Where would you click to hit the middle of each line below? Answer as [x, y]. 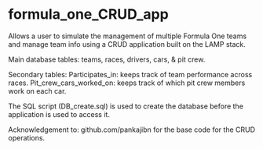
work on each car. [37, 90]
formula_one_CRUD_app [88, 14]
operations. [27, 137]
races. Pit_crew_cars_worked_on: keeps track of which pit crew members [127, 83]
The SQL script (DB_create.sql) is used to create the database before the [126, 106]
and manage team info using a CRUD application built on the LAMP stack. [127, 44]
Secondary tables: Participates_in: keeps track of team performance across [130, 74]
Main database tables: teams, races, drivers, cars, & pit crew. [107, 59]
